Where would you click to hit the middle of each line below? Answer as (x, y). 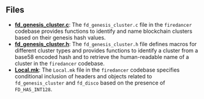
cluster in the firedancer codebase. (60, 63)
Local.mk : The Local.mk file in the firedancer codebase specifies (97, 70)
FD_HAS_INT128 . (33, 89)
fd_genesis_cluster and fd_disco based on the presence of (90, 83)
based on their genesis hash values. (60, 37)
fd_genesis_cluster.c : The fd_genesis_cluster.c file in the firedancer (103, 24)
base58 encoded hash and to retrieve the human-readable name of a (102, 56)
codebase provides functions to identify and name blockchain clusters (103, 31)
